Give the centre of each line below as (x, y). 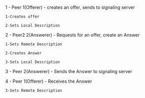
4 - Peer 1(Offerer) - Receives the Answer (49, 81)
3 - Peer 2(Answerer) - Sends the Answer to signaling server (69, 71)
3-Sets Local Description (32, 62)
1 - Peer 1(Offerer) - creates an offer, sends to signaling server (70, 7)
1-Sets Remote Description (34, 44)
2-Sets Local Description (32, 25)
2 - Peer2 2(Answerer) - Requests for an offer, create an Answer (72, 35)
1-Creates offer (22, 17)
